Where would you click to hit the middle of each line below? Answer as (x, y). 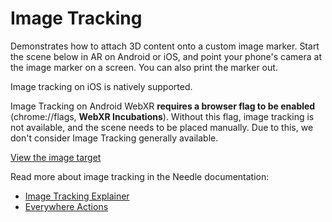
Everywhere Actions (66, 206)
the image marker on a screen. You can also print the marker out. (144, 67)
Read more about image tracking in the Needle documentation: (140, 176)
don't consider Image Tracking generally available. (114, 138)
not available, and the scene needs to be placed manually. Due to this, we (162, 127)
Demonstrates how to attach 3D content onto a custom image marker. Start (165, 46)
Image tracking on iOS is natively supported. (101, 86)
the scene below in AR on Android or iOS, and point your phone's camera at (166, 56)
